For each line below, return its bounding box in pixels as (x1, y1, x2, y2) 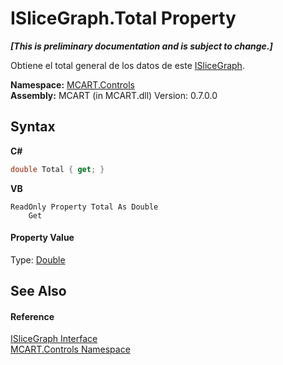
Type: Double (10, 253, 66, 266)
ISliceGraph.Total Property (10, 7, 237, 30)
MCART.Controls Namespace (10, 343, 131, 356)
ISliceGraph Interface (10, 333, 98, 345)
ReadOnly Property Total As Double (10, 202, 159, 212)
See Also (10, 283, 67, 300)
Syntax (10, 118, 56, 136)
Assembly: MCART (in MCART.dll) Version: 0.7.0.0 (10, 89, 218, 101)
